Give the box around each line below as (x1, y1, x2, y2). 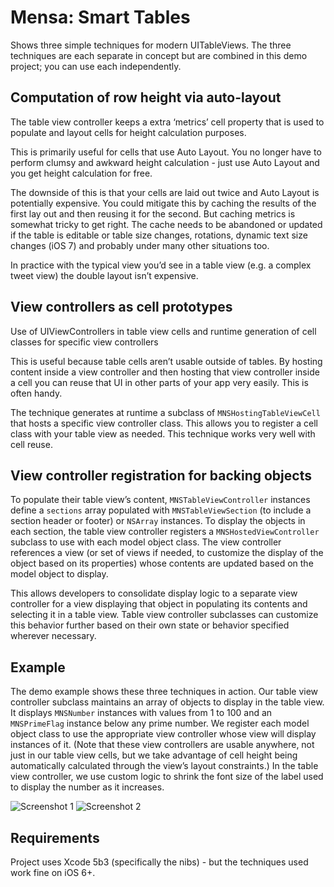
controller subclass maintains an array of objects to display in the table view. (10, 696, 325, 708)
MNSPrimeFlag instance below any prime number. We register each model (10, 717, 310, 730)
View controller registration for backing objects (10, 467, 312, 484)
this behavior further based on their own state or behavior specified (10, 619, 290, 631)
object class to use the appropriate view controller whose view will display (10, 728, 317, 740)
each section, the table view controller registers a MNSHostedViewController (10, 526, 320, 538)
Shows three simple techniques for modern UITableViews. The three (10, 39, 292, 51)
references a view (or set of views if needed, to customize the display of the (10, 547, 324, 559)
